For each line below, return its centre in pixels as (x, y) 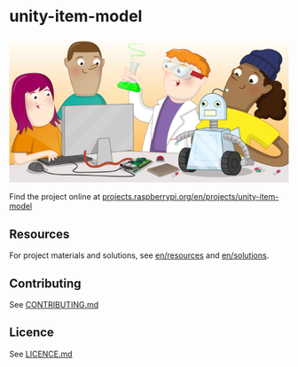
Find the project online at (55, 197)
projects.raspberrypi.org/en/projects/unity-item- (190, 197)
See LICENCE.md (41, 354)
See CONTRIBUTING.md (54, 305)
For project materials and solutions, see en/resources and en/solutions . (139, 255)
